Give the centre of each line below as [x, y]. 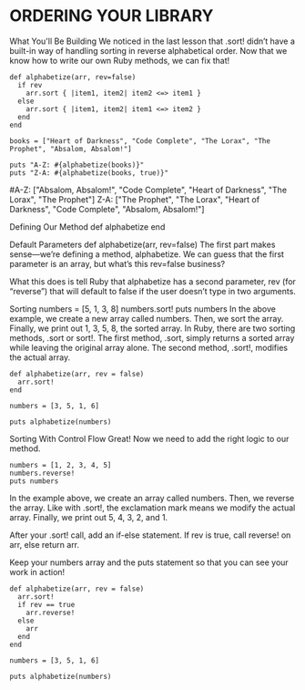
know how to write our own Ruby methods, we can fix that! [120, 60]
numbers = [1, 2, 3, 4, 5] [61, 465]
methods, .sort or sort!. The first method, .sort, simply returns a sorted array [152, 337]
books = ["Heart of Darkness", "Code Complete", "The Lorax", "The [140, 141]
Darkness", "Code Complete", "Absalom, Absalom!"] [107, 209]
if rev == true [46, 604]
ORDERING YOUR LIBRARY [112, 16]
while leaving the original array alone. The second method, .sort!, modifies [149, 347]
